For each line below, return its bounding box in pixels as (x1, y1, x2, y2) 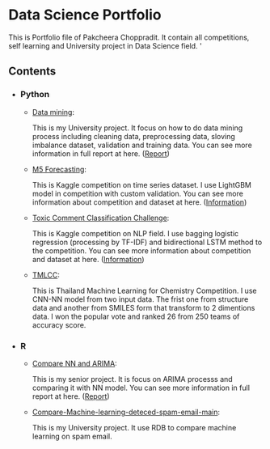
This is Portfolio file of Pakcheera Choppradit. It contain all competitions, (8, 32, 250, 42)
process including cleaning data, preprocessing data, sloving (32, 131, 236, 141)
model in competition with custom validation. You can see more (32, 188, 244, 198)
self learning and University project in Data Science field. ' (8, 40, 202, 50)
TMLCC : (32, 269, 61, 280)
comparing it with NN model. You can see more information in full (32, 383, 251, 392)
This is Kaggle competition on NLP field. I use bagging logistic (32, 228, 239, 238)
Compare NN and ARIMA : (32, 358, 117, 368)
